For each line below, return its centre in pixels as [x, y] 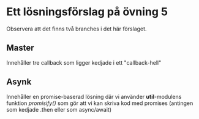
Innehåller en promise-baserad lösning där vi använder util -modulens [94, 96]
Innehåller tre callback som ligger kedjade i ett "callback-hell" [84, 62]
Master [21, 48]
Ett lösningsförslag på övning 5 [87, 12]
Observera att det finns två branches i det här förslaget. [77, 29]
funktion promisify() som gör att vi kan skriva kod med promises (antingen [100, 103]
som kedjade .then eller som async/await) [59, 109]
